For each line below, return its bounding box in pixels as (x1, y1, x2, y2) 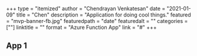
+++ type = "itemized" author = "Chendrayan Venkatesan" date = (6, 5, 166, 12)
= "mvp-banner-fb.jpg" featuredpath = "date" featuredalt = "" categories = (6, 18, 188, 24)
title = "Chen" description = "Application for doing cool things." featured (16, 11, 192, 18)
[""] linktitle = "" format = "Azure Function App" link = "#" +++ (6, 24, 157, 31)
